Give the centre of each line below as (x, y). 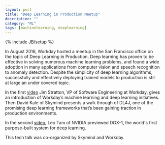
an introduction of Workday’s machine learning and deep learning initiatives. (82, 98)
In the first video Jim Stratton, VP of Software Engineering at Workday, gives (82, 92)
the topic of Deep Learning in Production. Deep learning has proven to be (80, 57)
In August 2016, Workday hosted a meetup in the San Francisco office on (79, 52)
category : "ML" (21, 23)
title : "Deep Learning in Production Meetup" (52, 14)
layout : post (18, 10)
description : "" (22, 19)
